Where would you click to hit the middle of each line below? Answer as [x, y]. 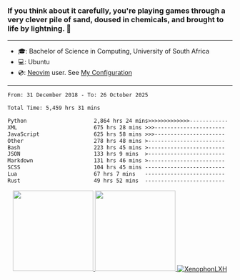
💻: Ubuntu [34, 62]
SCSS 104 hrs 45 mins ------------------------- [116, 167]
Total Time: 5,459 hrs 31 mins [54, 108]
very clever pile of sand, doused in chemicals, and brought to [116, 19]
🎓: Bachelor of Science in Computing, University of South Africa [113, 51]
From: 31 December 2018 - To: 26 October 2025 [78, 95]
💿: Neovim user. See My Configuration [75, 73]
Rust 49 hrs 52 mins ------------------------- [116, 181]
